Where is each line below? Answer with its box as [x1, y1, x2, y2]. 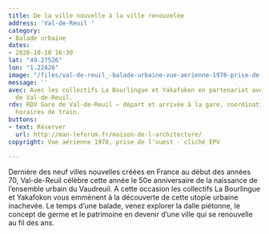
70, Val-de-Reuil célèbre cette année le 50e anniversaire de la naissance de [8, 175, 258, 184]
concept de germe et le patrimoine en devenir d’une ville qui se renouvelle [8, 209, 254, 219]
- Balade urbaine [8, 34, 66, 42]
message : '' [8, 78, 48, 86]
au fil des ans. [8, 217, 54, 228]
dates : [8, 42, 30, 50]
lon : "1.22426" [8, 64, 59, 72]
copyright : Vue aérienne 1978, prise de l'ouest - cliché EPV [8, 137, 220, 146]
